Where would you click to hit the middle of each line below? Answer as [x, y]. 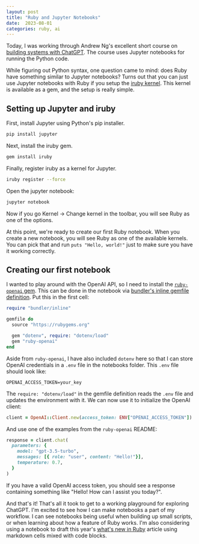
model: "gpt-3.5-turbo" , [48, 451]
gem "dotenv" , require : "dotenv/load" [60, 336]
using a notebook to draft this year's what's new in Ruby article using [92, 529]
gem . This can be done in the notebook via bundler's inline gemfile [106, 291]
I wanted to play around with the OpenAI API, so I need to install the [90, 284]
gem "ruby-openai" [35, 341]
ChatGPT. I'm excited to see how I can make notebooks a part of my [90, 510]
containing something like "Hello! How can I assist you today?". [84, 491]
